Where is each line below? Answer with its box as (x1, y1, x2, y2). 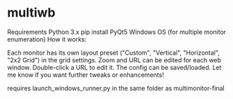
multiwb (7, 5, 56, 21)
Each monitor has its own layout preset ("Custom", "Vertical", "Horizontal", (7, 48, 220, 57)
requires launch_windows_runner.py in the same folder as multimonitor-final (7, 84, 225, 92)
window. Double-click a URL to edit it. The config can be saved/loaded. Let (7, 63, 222, 71)
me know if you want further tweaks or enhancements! (7, 71, 165, 79)
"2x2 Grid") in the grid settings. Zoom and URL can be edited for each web (7, 55, 221, 64)
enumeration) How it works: (7, 35, 87, 43)
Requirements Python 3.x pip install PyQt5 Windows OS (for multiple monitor (7, 28, 227, 36)
